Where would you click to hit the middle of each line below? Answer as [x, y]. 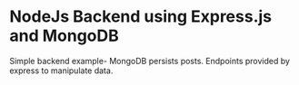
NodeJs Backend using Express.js [141, 17]
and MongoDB [65, 36]
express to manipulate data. [61, 71]
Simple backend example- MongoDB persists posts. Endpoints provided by [150, 61]
